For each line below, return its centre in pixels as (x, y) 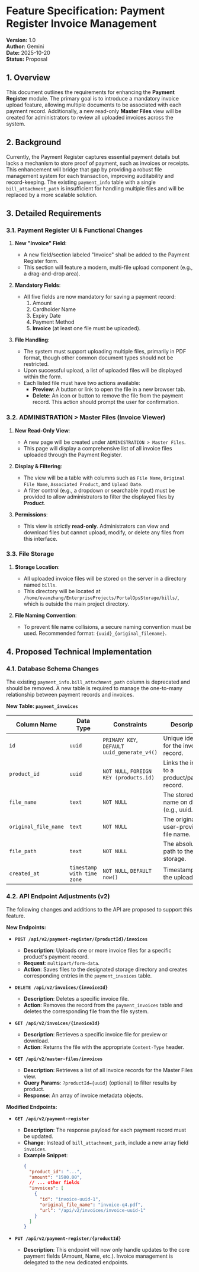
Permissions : (31, 514)
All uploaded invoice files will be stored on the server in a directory (105, 578)
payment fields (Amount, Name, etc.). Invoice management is (98, 1256)
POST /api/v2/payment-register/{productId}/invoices (81, 939)
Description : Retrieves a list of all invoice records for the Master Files (108, 1070)
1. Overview (28, 78)
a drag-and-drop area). (52, 274)
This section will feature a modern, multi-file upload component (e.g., (108, 267)
